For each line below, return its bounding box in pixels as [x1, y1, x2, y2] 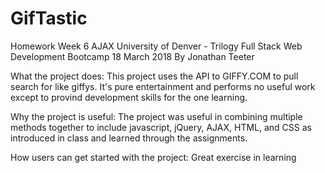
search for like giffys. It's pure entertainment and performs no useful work [10, 80, 316, 92]
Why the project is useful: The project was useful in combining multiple [10, 110, 303, 122]
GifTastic [10, 7, 88, 30]
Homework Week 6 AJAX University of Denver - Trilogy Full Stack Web [10, 40, 303, 52]
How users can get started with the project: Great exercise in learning [10, 151, 297, 163]
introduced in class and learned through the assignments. [10, 132, 248, 144]
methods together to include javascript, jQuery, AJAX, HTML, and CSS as [10, 121, 312, 133]
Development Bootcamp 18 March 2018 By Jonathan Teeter [10, 50, 255, 62]
